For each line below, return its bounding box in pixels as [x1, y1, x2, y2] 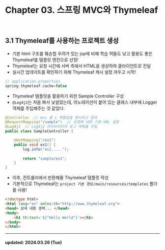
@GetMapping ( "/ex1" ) [14, 138, 56, 143]
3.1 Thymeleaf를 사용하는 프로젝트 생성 [5, 36, 119, 45]
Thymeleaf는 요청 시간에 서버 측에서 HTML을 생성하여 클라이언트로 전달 [12, 62, 151, 69]
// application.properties [5, 79, 60, 84]
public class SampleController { [5, 129, 74, 134]
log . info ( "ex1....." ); [23, 147, 69, 152]
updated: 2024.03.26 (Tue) [5, 239, 62, 245]
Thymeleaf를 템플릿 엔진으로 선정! [12, 57, 79, 62]
